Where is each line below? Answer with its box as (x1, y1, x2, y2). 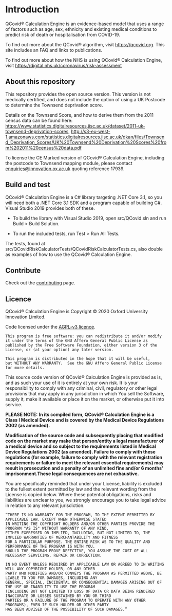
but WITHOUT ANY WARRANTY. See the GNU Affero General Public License (5, 361, 162, 366)
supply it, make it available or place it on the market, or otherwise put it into (5, 396, 164, 402)
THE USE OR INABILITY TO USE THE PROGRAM (5, 585, 95, 590)
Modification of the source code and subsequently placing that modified (5, 432, 163, 439)
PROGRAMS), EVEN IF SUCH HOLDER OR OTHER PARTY (5, 603, 109, 608)
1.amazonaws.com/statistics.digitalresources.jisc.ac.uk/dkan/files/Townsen (5, 134, 165, 140)
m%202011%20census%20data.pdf (5, 144, 82, 151)
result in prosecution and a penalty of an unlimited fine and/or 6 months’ (5, 465, 163, 472)
